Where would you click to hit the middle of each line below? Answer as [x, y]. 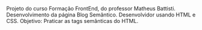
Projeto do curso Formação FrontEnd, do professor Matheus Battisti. [91, 9]
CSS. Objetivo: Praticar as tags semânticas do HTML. [72, 21]
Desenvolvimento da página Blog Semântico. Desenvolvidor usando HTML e [101, 15]
